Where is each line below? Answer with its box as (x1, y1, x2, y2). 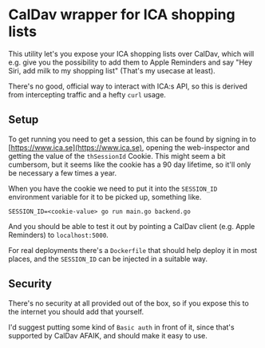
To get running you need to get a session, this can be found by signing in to (8, 134, 257, 144)
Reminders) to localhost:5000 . (8, 230, 109, 239)
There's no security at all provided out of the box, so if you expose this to (8, 298, 249, 308)
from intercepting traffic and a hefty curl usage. (8, 89, 166, 99)
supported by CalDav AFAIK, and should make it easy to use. (8, 330, 208, 340)
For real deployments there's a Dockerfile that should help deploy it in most (8, 245, 258, 255)
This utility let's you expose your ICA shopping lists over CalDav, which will (8, 49, 255, 58)
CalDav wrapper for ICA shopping (8, 6, 235, 24)
